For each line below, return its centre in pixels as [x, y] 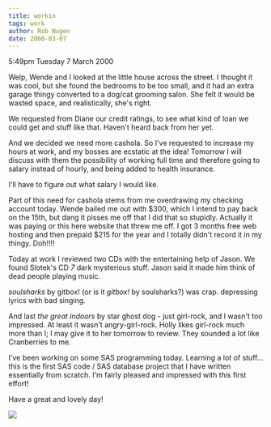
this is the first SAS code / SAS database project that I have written [120, 366]
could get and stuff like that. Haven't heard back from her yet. [111, 127]
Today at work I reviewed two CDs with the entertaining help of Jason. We [132, 259]
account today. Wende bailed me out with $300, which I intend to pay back [133, 209]
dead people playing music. [55, 276]
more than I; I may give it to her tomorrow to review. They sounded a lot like [134, 334]
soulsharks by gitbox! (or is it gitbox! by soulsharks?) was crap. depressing [133, 292]
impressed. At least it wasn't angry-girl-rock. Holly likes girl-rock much [127, 325]
